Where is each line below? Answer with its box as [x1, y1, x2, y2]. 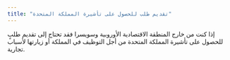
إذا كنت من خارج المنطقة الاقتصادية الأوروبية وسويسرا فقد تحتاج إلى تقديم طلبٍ [7, 30, 215, 38]
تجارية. [7, 44, 25, 53]
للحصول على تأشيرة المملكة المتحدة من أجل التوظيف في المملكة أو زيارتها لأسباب [7, 37, 224, 46]
